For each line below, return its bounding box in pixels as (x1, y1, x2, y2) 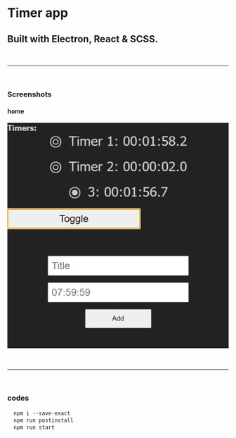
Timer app (7, 5, 69, 21)
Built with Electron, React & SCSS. (7, 33, 159, 45)
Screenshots (7, 89, 52, 99)
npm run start (13, 424, 55, 431)
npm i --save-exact (13, 410, 71, 417)
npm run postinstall (13, 417, 74, 424)
